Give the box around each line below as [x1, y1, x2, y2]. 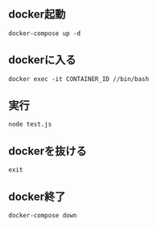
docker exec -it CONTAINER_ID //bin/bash [8, 75, 150, 83]
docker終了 [8, 189, 66, 203]
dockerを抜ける [8, 144, 87, 158]
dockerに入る [8, 53, 76, 67]
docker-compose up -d [8, 29, 81, 38]
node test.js [8, 120, 52, 128]
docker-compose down [8, 212, 78, 220]
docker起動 [8, 7, 66, 22]
